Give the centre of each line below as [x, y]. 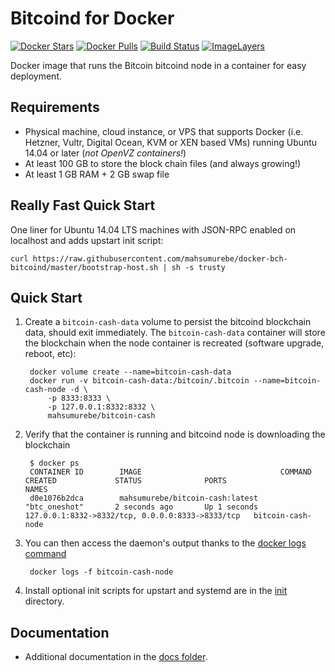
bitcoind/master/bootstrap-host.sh [84, 267]
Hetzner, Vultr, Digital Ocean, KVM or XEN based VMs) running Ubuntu [171, 142]
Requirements [55, 107]
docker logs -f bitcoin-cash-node [101, 572]
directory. [44, 601]
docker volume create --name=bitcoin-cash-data [130, 372]
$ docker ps [54, 463]
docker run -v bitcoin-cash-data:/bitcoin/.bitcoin [139, 381]
